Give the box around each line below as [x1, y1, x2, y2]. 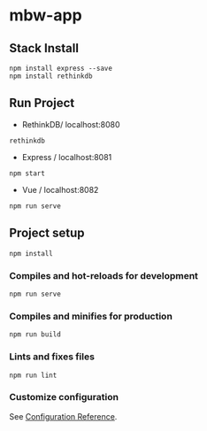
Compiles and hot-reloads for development [9, 269, 199, 281]
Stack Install [9, 41, 80, 56]
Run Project [9, 96, 75, 111]
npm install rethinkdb [9, 72, 93, 81]
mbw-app [9, 5, 82, 26]
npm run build [9, 330, 62, 339]
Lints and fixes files [9, 350, 96, 363]
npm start [9, 169, 46, 178]
